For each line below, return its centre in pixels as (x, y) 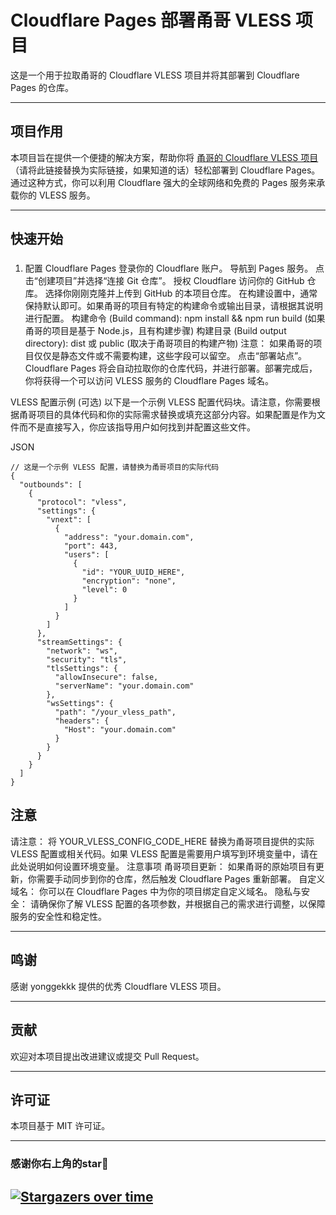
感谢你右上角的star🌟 (59, 1164)
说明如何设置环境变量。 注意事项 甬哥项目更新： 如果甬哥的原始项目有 (171, 866)
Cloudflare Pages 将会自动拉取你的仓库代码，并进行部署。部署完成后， (171, 368)
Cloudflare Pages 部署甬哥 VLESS (151, 20)
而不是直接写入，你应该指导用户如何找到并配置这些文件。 (137, 427)
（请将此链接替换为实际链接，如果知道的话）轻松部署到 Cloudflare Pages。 (165, 170)
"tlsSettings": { (82, 669)
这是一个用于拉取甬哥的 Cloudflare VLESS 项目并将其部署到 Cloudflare (155, 75)
